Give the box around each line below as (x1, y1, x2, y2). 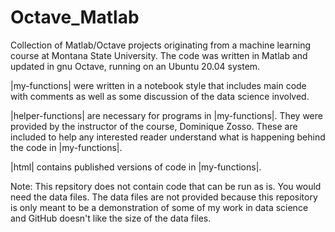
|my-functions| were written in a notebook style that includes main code (10, 79, 307, 91)
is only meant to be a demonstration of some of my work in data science (10, 201, 309, 213)
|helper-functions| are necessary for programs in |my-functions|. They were (10, 109, 323, 121)
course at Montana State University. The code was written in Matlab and (10, 49, 308, 61)
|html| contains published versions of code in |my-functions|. (10, 161, 262, 173)
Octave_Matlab (10, 6, 140, 29)
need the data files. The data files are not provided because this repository (10, 191, 318, 203)
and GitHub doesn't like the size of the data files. (10, 212, 212, 224)
